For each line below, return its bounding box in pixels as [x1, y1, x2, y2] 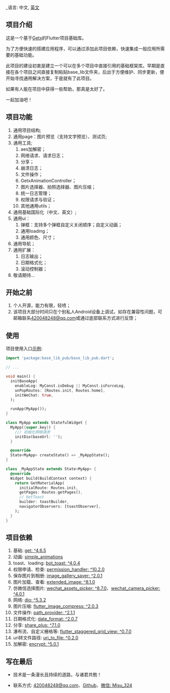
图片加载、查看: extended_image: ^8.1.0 [13, 579, 95, 585]
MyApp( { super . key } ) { [10, 425, 56, 430]
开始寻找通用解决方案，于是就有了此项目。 [6, 75, 94, 81]
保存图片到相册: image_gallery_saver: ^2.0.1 [13, 573, 103, 579]
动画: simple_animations [13, 554, 64, 560]
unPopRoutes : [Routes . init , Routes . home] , [15, 388, 105, 393]
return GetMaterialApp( [15, 480, 65, 485]
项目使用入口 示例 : [6, 346, 43, 352]
